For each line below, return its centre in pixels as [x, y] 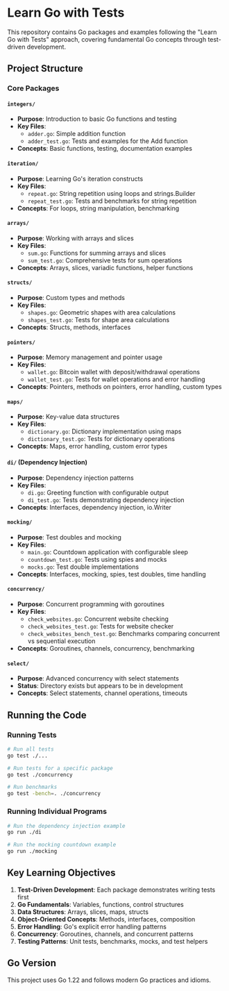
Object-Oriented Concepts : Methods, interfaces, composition [106, 919]
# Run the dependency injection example [67, 826]
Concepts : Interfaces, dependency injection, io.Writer [94, 507]
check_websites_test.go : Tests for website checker [101, 626]
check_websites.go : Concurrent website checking [98, 619]
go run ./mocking [32, 851]
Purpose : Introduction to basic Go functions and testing [97, 119]
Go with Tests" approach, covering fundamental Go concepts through [107, 39]
